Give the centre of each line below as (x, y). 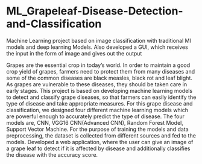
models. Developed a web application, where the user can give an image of (100, 142)
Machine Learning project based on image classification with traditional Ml (99, 40)
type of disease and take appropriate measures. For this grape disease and (99, 103)
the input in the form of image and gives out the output (74, 53)
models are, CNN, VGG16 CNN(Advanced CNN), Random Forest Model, (95, 122)
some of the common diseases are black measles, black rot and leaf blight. (99, 78)
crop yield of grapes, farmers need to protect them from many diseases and (101, 71)
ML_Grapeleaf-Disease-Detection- (95, 11)
